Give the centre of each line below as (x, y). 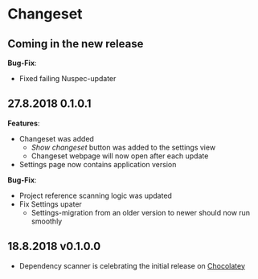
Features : (24, 123)
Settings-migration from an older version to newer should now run (141, 212)
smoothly (47, 221)
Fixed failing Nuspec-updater (68, 78)
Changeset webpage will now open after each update (120, 156)
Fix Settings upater (50, 204)
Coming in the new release (76, 44)
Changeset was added (56, 138)
